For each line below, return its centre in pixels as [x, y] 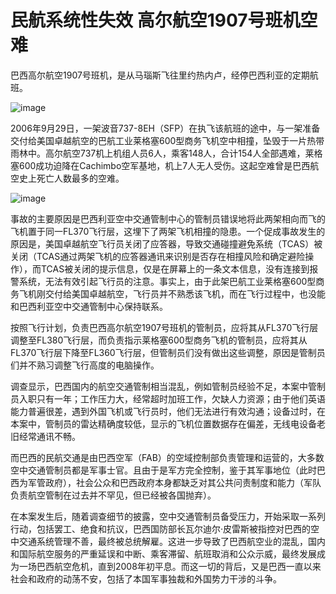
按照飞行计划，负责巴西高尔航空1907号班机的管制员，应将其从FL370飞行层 [164, 327]
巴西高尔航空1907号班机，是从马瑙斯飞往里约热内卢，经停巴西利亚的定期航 [164, 75]
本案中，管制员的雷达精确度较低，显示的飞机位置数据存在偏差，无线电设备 [163, 423]
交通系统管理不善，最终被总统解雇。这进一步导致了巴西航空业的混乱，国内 [172, 541]
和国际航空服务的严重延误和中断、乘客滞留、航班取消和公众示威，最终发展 [163, 553]
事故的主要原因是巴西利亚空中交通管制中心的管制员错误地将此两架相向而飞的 [168, 218]
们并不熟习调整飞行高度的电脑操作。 [85, 365]
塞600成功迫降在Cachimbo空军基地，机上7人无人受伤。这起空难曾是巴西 [160, 165]
